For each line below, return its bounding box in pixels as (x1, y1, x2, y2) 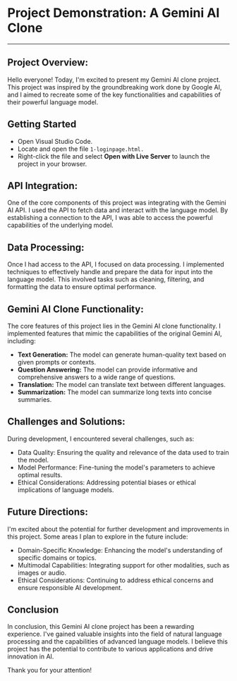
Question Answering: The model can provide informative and (17, 365, 197, 374)
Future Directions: (7, 506, 88, 518)
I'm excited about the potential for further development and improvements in (7, 524, 229, 533)
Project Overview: (7, 56, 88, 68)
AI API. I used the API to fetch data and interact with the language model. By (7, 206, 229, 214)
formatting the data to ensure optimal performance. (7, 283, 157, 291)
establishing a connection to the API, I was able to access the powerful (7, 214, 213, 222)
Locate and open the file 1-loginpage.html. (17, 145, 145, 153)
